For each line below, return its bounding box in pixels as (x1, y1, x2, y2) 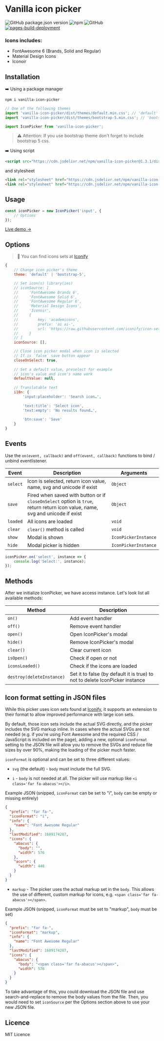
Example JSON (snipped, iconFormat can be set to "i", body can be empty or (5, 790, 157, 796)
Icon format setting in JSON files (5, 693, 106, 702)
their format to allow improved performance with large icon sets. (5, 711, 134, 717)
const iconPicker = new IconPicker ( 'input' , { (5, 208, 102, 213)
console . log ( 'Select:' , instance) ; (14, 559, 86, 564)
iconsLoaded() (7, 664, 41, 669)
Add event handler (70, 615, 112, 622)
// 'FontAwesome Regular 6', (14, 299, 82, 304)
